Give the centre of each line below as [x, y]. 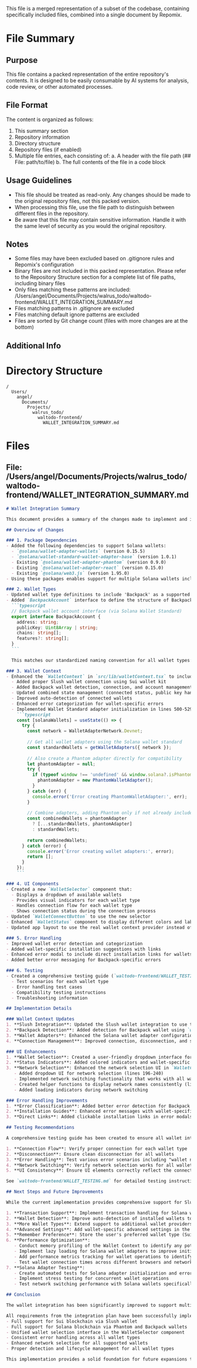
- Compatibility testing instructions [59, 992]
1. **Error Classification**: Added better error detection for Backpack [98, 1106]
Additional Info [34, 345]
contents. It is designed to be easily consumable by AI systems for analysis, [97, 81]
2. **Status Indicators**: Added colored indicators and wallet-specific [98, 1063]
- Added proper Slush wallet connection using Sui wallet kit [89, 682]
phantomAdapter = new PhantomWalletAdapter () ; [95, 780]
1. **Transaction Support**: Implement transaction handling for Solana [97, 1213]
